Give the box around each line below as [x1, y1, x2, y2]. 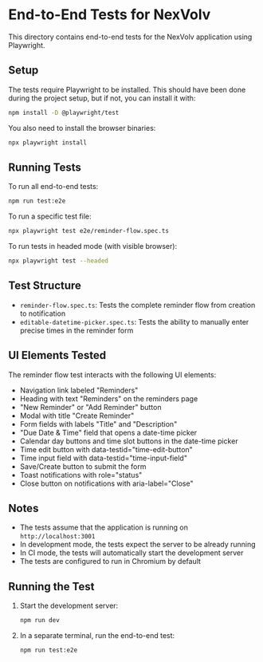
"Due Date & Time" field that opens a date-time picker [19, 428, 198, 437]
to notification [19, 309, 66, 318]
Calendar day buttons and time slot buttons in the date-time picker [19, 436, 238, 446]
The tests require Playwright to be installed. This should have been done [8, 85, 246, 94]
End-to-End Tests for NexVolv [8, 6, 211, 24]
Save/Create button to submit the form [19, 461, 147, 471]
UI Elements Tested [8, 349, 107, 362]
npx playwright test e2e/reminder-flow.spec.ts [8, 227, 170, 235]
